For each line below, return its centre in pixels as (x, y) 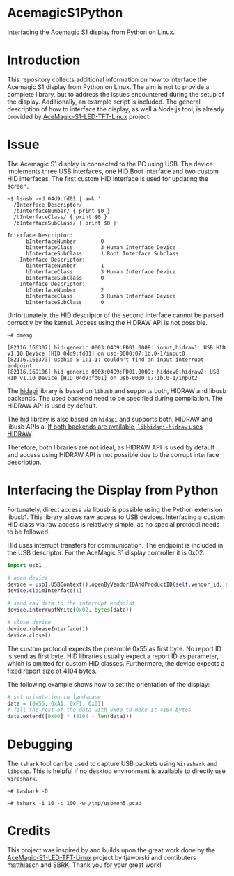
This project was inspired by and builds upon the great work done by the (111, 850)
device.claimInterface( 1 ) (45, 591)
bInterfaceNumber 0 (65, 241)
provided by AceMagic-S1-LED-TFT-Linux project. (79, 116)
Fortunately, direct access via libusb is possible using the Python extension (115, 509)
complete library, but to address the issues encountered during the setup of (116, 94)
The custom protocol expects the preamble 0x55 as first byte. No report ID (114, 648)
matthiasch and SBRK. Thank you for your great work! (84, 865)
